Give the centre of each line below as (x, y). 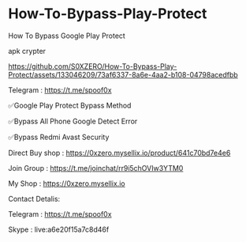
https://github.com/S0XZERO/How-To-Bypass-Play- (93, 66)
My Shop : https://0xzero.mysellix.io (67, 183)
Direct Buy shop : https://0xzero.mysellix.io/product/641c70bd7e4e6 (119, 153)
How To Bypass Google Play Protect (67, 36)
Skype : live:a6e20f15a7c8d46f (59, 229)
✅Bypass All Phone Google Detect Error (73, 121)
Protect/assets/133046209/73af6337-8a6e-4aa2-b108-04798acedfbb (123, 74)
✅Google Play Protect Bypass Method (70, 105)
